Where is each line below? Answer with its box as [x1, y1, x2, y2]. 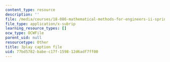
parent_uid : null [5, 35, 42, 40]
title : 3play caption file [5, 44, 62, 49]
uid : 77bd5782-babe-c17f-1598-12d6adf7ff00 [5, 49, 99, 54]
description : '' [5, 12, 39, 17]
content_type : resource [5, 7, 56, 12]
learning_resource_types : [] [5, 26, 67, 31]
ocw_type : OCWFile [5, 30, 44, 35]
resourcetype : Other [5, 40, 49, 45]
